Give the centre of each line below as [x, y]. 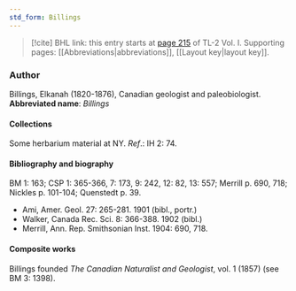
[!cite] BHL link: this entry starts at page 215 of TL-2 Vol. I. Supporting [158, 42]
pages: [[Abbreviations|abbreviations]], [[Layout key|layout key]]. [150, 52]
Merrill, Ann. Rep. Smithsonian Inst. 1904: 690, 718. [115, 229]
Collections [31, 124]
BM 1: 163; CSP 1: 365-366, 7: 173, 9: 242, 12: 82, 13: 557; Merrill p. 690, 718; [148, 183]
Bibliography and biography [61, 164]
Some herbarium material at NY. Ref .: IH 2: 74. [93, 143]
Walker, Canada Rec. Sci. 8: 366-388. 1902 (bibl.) [112, 219]
